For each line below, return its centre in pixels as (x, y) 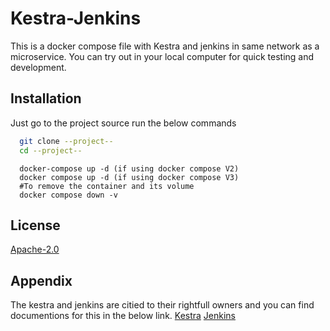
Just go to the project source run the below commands (123, 123)
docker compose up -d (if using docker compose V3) (129, 177)
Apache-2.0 (35, 249)
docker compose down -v (68, 195)
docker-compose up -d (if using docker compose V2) (129, 168)
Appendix (41, 280)
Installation (46, 98)
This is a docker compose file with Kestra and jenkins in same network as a (165, 46)
